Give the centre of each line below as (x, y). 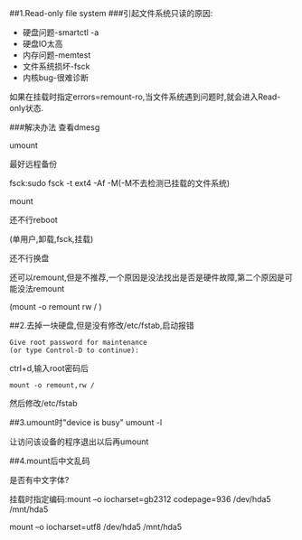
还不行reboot (34, 220)
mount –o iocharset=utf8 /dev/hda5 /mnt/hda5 (96, 527)
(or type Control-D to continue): (75, 350)
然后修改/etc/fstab (44, 403)
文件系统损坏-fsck (56, 66)
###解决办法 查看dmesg (55, 127)
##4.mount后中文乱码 (50, 461)
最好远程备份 (33, 164)
